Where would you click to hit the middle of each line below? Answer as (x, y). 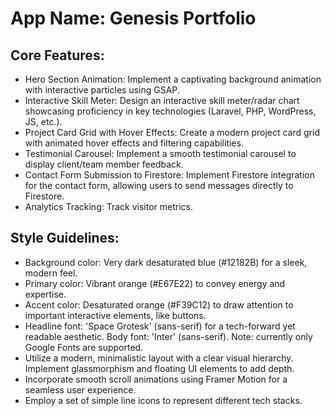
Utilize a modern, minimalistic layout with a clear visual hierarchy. (159, 358)
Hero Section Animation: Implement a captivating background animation (173, 79)
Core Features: (57, 55)
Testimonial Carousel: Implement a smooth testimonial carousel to (160, 153)
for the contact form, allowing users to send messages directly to (159, 185)
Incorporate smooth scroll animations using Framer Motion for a (156, 379)
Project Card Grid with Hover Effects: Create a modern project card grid (172, 132)
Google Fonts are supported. (84, 347)
